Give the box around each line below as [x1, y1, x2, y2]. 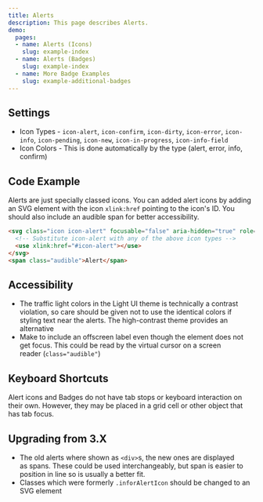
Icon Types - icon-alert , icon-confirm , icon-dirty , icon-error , [19, 127, 224, 136]
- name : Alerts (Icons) [15, 41, 92, 49]
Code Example [8, 174, 81, 188]
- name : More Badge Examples [15, 70, 110, 78]
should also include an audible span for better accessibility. [8, 213, 200, 222]
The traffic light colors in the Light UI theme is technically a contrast [19, 299, 239, 308]
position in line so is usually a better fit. [19, 469, 146, 478]
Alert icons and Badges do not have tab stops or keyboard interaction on [8, 393, 243, 402]
